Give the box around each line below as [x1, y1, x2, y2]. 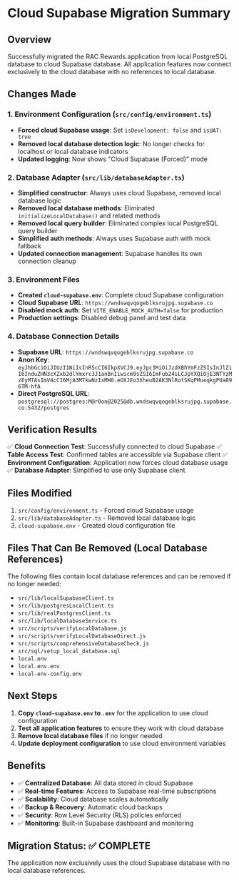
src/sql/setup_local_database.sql [17, 648, 121, 655]
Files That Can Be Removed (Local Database [7, 542, 208, 554]
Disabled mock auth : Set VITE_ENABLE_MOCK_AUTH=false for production [17, 306, 223, 314]
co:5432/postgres [17, 404, 70, 411]
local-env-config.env [17, 670, 82, 678]
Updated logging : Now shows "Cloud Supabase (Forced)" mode [17, 155, 208, 163]
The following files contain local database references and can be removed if [7, 572, 231, 580]
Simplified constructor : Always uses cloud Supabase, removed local [17, 188, 221, 197]
